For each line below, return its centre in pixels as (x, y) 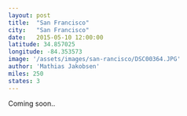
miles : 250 (26, 74)
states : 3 (24, 81)
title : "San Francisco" (49, 23)
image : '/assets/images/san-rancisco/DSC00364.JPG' (94, 60)
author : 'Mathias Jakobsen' (54, 67)
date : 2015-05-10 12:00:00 (56, 37)
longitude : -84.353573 (45, 52)
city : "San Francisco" (49, 30)
